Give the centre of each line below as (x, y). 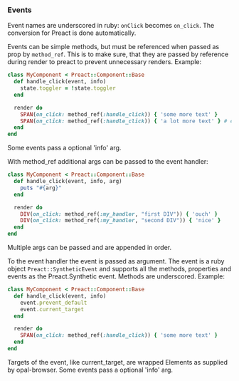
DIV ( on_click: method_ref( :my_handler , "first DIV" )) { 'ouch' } (119, 214)
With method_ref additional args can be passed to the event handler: (108, 162)
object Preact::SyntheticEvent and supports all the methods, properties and (119, 269)
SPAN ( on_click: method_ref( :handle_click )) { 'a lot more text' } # (124, 121)
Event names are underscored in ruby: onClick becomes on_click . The (111, 26)
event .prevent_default (54, 303)
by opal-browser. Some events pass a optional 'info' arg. (90, 370)
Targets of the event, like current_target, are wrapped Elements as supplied (118, 362)
